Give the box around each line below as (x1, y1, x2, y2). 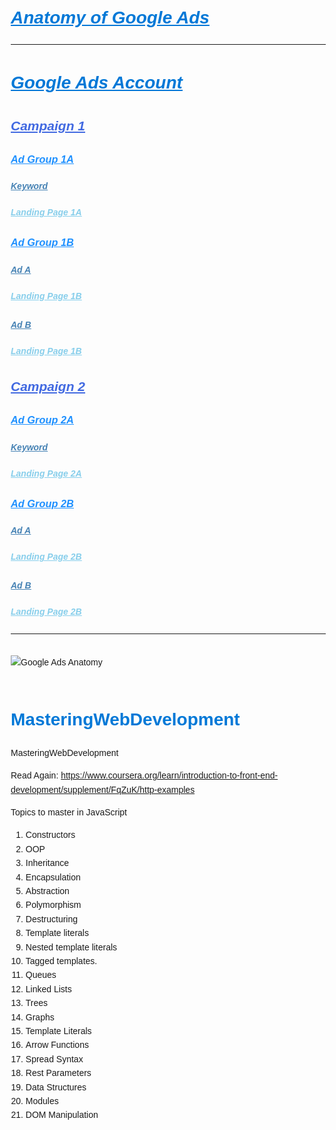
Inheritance (25, 857, 70, 869)
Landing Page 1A (10, 207, 82, 218)
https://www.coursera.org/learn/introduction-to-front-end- (60, 770, 279, 781)
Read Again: (10, 770, 59, 781)
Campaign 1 (10, 118, 86, 134)
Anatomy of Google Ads (10, 7, 210, 28)
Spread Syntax (25, 1053, 84, 1065)
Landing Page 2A (10, 467, 82, 479)
